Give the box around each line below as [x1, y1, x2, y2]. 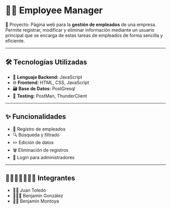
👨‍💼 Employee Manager [5, 5, 103, 16]
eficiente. [5, 38, 25, 44]
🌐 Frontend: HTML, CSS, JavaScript [12, 79, 90, 86]
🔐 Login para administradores [12, 154, 75, 160]
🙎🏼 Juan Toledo [12, 187, 46, 193]
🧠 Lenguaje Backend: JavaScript [12, 74, 82, 80]
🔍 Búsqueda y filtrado [12, 132, 60, 138]
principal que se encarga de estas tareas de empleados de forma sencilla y [5, 32, 163, 38]
